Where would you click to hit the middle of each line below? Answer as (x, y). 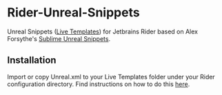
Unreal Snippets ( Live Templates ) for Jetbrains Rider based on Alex (103, 31)
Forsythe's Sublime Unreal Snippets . (59, 38)
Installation (32, 60)
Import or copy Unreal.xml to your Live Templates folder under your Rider (111, 77)
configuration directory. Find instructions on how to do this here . (99, 84)
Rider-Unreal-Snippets (73, 13)
